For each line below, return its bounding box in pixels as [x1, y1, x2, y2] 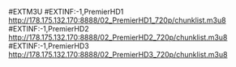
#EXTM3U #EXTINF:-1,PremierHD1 [8, 7, 124, 16]
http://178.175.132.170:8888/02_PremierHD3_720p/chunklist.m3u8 [8, 50, 228, 59]
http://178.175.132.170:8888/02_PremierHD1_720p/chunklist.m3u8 [8, 15, 226, 25]
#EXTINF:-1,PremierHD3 [8, 41, 89, 51]
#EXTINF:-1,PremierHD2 [8, 24, 89, 33]
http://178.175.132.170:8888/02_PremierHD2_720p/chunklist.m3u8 [8, 32, 228, 42]
